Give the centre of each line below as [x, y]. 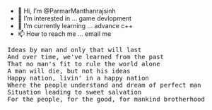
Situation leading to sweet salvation [75, 92]
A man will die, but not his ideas [69, 71]
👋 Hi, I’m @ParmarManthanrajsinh [67, 11]
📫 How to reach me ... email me [64, 34]
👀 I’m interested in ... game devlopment [75, 18]
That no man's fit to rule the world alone [84, 64]
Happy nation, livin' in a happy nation [78, 78]
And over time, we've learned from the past [86, 57]
